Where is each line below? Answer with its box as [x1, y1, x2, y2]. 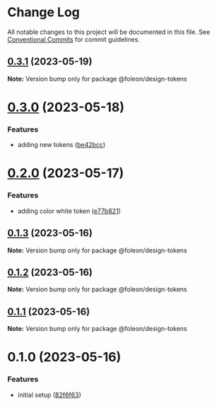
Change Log [7, 4, 80, 21]
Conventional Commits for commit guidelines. [7, 35, 140, 43]
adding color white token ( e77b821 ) [17, 207, 122, 215]
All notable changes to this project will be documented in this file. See [7, 28, 211, 36]
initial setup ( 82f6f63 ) [17, 390, 81, 399]
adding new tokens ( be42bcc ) [17, 141, 106, 149]
